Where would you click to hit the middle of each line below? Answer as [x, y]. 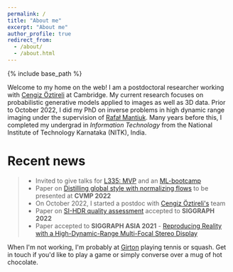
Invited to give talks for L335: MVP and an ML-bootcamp [118, 181]
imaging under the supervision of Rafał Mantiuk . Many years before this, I [115, 117]
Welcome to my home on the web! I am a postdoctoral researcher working [116, 87]
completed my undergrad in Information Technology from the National [110, 125]
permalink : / [27, 14]
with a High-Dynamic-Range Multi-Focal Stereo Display [116, 233]
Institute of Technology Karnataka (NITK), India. [77, 132]
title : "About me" [34, 21]
